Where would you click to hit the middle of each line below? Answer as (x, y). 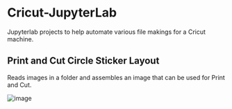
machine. (20, 39)
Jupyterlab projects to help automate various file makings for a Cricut (107, 32)
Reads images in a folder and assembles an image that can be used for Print (116, 77)
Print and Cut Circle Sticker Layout (83, 61)
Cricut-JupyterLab (62, 13)
